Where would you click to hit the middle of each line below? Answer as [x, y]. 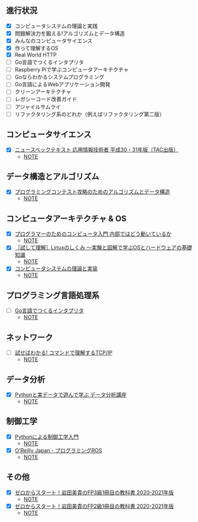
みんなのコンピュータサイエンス [53, 41]
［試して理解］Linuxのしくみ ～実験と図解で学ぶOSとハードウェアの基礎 [103, 247]
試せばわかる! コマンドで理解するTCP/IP [64, 353]
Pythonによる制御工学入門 [46, 436]
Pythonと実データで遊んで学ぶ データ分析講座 [71, 394]
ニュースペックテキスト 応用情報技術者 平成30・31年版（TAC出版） [97, 150]
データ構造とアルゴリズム [53, 176]
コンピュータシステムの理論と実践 [56, 26]
